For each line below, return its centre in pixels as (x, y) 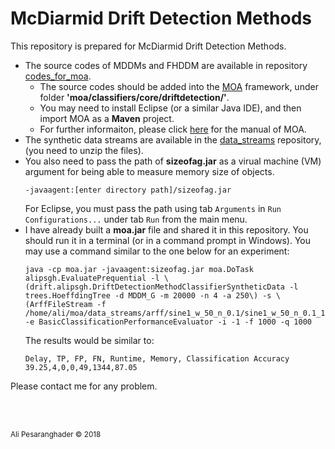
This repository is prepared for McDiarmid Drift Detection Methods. (148, 46)
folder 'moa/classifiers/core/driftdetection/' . (134, 97)
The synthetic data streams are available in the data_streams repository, (173, 139)
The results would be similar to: (89, 340)
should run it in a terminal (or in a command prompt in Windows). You (167, 240)
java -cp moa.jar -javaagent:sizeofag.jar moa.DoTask (139, 269)
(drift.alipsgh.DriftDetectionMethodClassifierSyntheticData (155, 287)
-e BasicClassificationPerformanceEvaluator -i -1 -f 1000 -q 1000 (168, 322)
